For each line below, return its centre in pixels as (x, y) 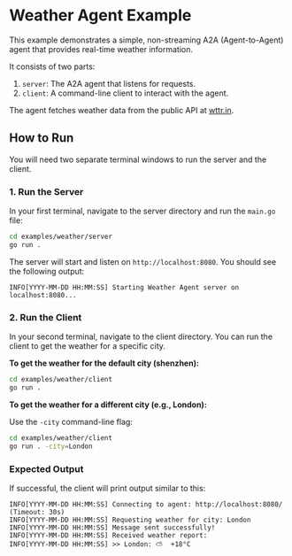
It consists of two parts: (52, 66)
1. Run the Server (46, 191)
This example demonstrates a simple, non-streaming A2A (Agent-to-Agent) (146, 40)
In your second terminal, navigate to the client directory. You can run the (141, 336)
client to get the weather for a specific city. (88, 346)
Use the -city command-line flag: (71, 421)
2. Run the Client (46, 317)
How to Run (42, 138)
